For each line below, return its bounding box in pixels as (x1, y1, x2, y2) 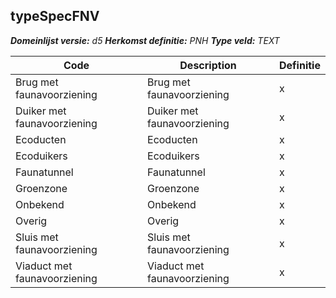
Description (179, 58, 237, 72)
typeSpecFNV (10, 8, 100, 25)
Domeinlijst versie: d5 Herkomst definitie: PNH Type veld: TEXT (10, 34, 280, 46)
